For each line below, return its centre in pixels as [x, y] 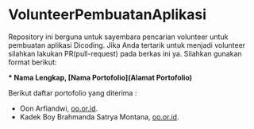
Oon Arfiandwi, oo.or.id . [59, 108]
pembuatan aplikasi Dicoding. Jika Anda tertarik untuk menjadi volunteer [127, 45]
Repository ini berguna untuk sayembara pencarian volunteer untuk [118, 37]
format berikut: [33, 62]
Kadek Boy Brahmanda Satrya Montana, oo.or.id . [99, 116]
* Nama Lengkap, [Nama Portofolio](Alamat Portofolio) [100, 77]
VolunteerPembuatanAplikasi [108, 15]
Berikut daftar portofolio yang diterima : [73, 92]
